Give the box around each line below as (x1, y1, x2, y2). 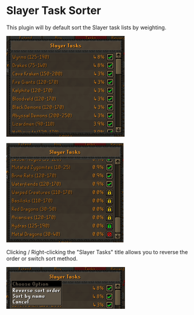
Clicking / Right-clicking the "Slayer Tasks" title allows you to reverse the (6, 248, 188, 255)
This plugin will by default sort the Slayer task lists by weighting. (6, 24, 167, 31)
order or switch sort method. (6, 255, 78, 262)
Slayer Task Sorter (6, 4, 101, 18)
